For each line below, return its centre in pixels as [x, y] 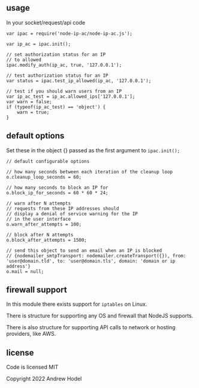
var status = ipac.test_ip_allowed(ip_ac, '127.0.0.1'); [79, 81]
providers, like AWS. [31, 334]
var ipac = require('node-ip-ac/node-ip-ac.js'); [70, 34]
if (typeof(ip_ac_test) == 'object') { [56, 107]
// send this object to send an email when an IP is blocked [84, 250]
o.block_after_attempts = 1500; [46, 240]
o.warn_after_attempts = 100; [44, 224]
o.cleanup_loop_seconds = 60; [44, 177]
